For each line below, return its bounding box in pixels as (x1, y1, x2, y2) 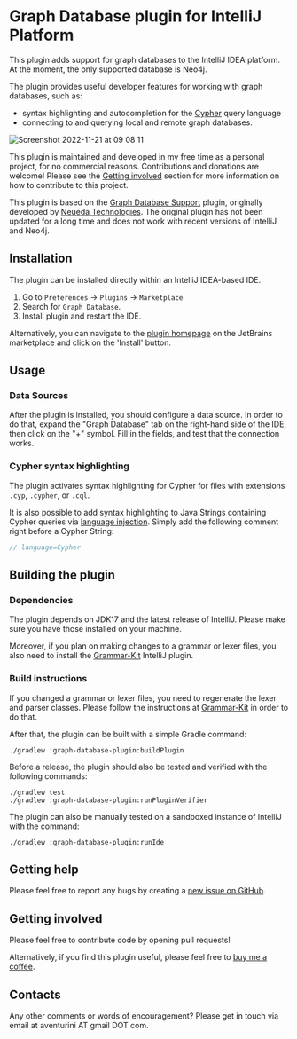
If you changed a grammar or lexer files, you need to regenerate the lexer (9, 692, 277, 703)
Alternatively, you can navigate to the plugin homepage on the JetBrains (9, 327, 273, 338)
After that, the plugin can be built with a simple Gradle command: (9, 728, 246, 739)
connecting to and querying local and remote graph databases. (21, 117, 253, 128)
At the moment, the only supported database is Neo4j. (9, 64, 207, 75)
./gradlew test (9, 788, 66, 797)
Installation (9, 251, 73, 266)
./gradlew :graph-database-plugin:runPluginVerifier (9, 796, 208, 805)
